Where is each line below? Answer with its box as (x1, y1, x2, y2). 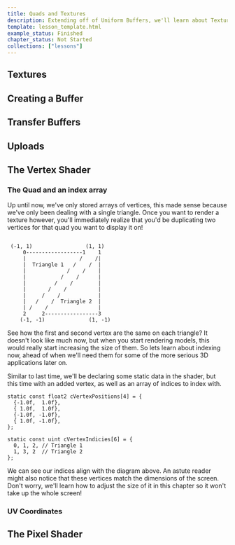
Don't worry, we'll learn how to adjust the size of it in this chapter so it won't (7, 481, 226, 490)
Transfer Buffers (7, 116, 81, 128)
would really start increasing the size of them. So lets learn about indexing (7, 344, 221, 352)
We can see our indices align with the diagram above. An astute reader (7, 467, 211, 475)
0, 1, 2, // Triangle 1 (13, 442, 83, 449)
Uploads (7, 140, 45, 152)
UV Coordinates (7, 506, 63, 516)
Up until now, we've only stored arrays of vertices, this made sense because (7, 201, 227, 209)
